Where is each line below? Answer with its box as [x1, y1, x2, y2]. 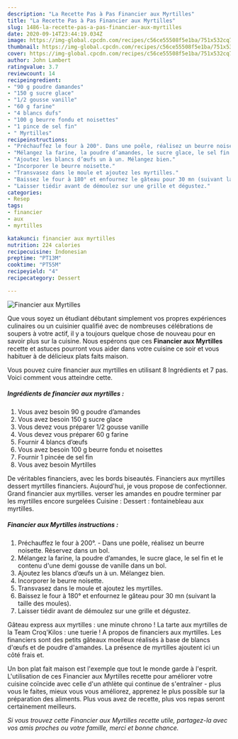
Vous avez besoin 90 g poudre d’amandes [17, 407, 141, 416]
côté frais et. [7, 650, 45, 659]
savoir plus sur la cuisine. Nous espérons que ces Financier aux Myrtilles [7, 336, 223, 345]
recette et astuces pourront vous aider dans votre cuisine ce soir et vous [7, 344, 220, 353]
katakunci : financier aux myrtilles [7, 235, 115, 242]
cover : [7, 50, 27, 58]
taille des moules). [17, 599, 72, 607]
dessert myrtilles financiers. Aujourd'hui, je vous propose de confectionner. [7, 482, 227, 490]
